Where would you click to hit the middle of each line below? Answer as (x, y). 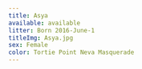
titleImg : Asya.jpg (41, 38)
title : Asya (28, 15)
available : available (45, 23)
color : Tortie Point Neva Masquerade (71, 52)
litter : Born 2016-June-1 (51, 30)
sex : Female (28, 45)
